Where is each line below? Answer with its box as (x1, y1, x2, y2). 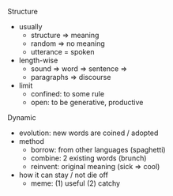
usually (18, 22, 43, 31)
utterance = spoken (30, 47, 95, 56)
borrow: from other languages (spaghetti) (30, 145, 167, 154)
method (18, 137, 45, 145)
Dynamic (7, 113, 36, 122)
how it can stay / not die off (18, 170, 108, 179)
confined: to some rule (30, 89, 104, 98)
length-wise (18, 55, 58, 65)
